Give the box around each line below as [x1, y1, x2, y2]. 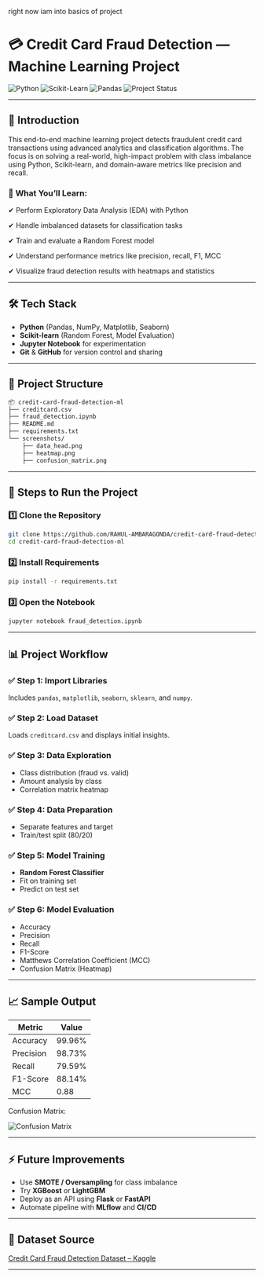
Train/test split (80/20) [19, 830, 93, 840]
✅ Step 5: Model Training [8, 850, 105, 861]
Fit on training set [19, 876, 77, 886]
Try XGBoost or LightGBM [19, 1186, 106, 1196]
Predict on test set [19, 884, 79, 894]
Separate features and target [19, 822, 114, 831]
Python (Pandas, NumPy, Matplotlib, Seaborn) [19, 322, 170, 331]
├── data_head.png [22, 441, 82, 450]
